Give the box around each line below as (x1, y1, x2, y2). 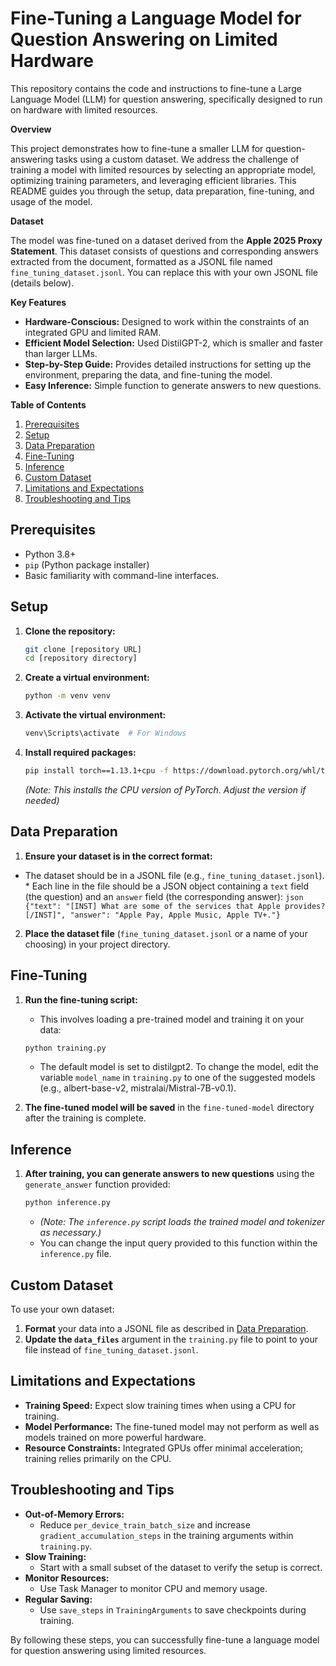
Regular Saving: (24, 1593, 93, 1605)
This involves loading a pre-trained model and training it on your (39, 1013, 305, 1025)
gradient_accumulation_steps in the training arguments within (39, 1529, 294, 1541)
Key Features (10, 296, 67, 308)
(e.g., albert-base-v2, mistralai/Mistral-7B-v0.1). (39, 1082, 237, 1094)
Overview (10, 123, 52, 135)
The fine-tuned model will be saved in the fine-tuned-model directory (24, 1102, 315, 1114)
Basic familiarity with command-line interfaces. (24, 569, 220, 581)
